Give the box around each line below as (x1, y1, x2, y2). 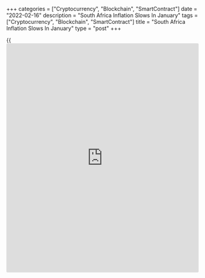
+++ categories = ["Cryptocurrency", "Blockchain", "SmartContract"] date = (6, 5, 198, 12)
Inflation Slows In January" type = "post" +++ (6, 24, 121, 32)
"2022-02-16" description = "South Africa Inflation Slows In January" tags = (6, 12, 198, 19)
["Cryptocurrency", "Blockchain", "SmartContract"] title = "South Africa (6, 18, 186, 25)
